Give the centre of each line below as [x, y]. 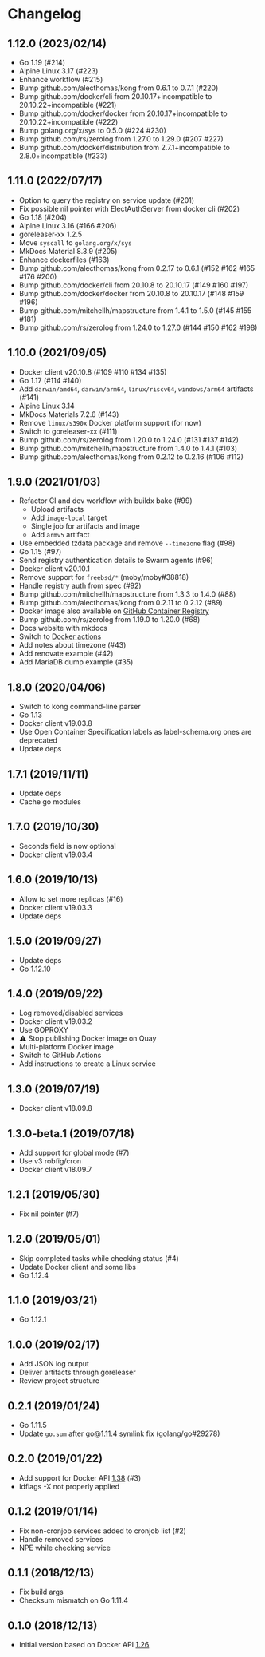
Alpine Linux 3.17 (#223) [58, 71]
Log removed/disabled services [71, 1013]
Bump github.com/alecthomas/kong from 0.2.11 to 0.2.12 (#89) [121, 603]
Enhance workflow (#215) [61, 79]
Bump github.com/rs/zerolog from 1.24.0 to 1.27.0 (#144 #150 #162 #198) [138, 327]
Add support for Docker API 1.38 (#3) [80, 1477]
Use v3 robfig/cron [50, 1161]
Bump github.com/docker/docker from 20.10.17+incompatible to [123, 113]
